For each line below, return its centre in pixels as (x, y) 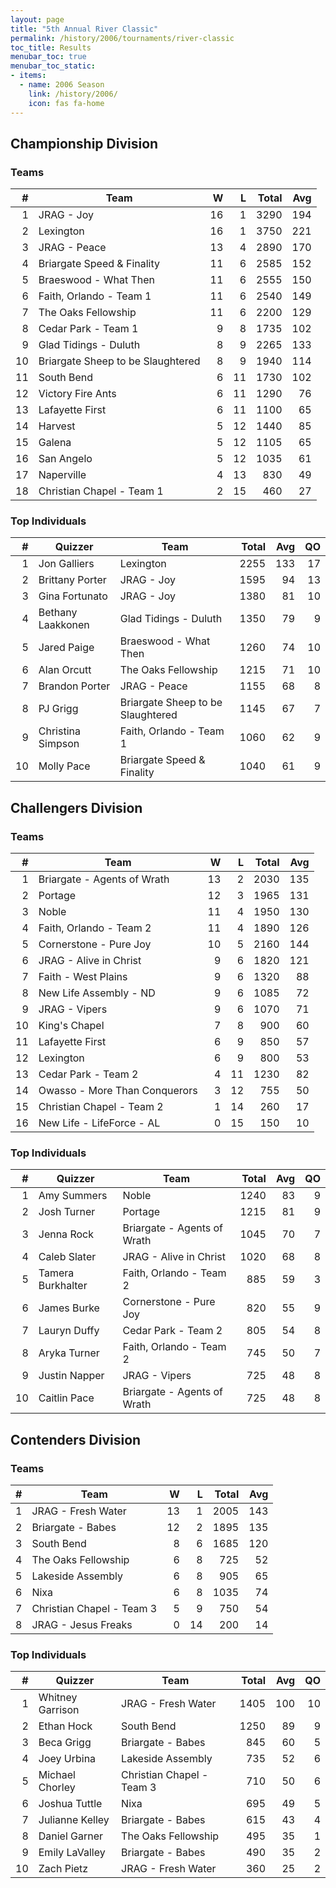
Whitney (58, 1698)
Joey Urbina (67, 1759)
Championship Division (84, 143)
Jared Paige (66, 648)
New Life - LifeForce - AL (99, 1123)
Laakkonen (64, 625)
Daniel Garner (71, 1836)
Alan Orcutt (65, 670)
